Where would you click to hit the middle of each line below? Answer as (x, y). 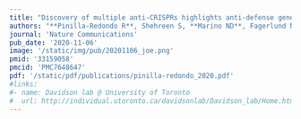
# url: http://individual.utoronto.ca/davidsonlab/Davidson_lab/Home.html (154, 101)
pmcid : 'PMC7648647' (48, 68)
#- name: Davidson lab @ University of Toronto (100, 92)
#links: (24, 84)
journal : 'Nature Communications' (74, 34)
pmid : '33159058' (42, 59)
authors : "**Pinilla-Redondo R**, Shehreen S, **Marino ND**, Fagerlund (148, 26)
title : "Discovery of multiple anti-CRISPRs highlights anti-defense (142, 17)
